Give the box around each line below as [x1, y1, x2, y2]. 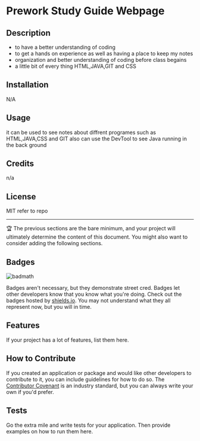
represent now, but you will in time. [6, 304, 92, 311]
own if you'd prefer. [6, 388, 55, 395]
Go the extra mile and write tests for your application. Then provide [6, 421, 171, 429]
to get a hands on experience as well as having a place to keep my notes [14, 50, 193, 57]
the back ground [6, 141, 47, 148]
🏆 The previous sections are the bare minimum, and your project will [6, 225, 176, 232]
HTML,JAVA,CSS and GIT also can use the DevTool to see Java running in [6, 135, 187, 142]
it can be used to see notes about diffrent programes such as [6, 129, 157, 136]
